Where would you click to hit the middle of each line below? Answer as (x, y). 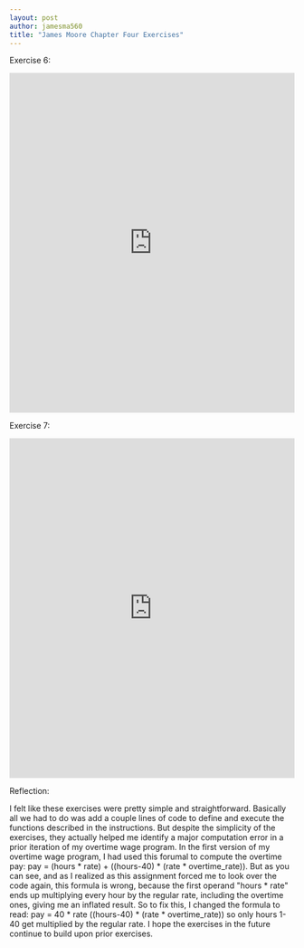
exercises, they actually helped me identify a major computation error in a (147, 837)
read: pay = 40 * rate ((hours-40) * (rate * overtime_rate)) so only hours (143, 914)
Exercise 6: (30, 61)
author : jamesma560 (46, 26)
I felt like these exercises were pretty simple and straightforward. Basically (148, 808)
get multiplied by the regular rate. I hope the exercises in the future (146, 924)
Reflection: (29, 791)
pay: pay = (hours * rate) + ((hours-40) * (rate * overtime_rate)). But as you (149, 866)
